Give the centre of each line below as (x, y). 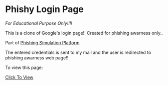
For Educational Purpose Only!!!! (39, 23)
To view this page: (24, 67)
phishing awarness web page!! (37, 58)
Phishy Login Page (45, 9)
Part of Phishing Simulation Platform (42, 42)
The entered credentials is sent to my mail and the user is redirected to (78, 52)
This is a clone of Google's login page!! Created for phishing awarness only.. (84, 33)
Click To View (19, 77)
